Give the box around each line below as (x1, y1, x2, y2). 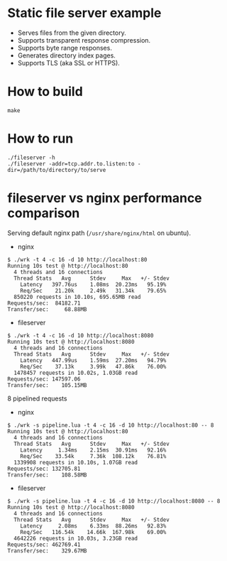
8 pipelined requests (7, 394, 67, 403)
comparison (7, 205, 80, 221)
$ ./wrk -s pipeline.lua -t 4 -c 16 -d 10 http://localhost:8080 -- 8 (7, 497, 221, 505)
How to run (7, 131, 74, 147)
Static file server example (7, 5, 162, 21)
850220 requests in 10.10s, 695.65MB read (13, 293, 141, 300)
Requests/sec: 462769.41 (7, 541, 81, 548)
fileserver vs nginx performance (7, 190, 202, 206)
